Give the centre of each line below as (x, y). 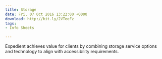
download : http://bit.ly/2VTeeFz (40, 19)
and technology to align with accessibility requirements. (62, 52)
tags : (11, 23)
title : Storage (21, 10)
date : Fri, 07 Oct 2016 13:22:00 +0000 (46, 14)
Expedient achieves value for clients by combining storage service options (81, 46)
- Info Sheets (20, 28)
